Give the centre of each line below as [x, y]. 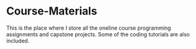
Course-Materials [52, 11]
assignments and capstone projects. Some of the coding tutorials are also [98, 34]
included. [18, 41]
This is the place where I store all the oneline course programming [89, 28]
